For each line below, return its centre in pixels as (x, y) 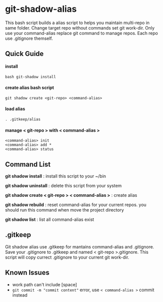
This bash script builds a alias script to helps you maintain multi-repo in (77, 23)
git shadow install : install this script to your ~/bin (56, 176)
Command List (28, 164)
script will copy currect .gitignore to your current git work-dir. (67, 257)
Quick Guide (24, 54)
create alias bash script (30, 88)
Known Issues (27, 273)
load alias (15, 109)
